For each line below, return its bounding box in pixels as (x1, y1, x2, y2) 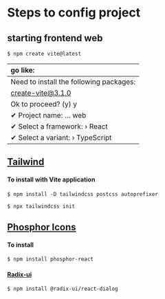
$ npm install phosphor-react (7, 256, 94, 263)
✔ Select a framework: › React (10, 122, 108, 131)
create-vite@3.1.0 (10, 88, 71, 98)
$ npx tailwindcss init (7, 203, 76, 210)
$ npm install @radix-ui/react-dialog (7, 285, 118, 293)
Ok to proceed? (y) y (10, 100, 78, 109)
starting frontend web (7, 32, 103, 44)
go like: (10, 65, 35, 75)
